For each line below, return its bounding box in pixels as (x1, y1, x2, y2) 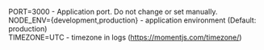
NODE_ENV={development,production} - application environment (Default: (8, 15, 257, 25)
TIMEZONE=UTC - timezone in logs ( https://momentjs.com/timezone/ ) (8, 32, 242, 42)
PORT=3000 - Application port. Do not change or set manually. (8, 7, 218, 16)
